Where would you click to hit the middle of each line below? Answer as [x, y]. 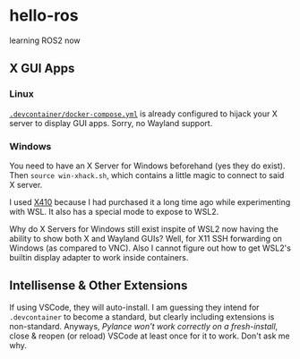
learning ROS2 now [45, 40]
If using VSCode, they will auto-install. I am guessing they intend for [134, 307]
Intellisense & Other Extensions [99, 286]
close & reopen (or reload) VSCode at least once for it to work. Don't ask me [150, 336]
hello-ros [44, 16]
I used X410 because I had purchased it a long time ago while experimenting [150, 201]
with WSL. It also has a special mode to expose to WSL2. [114, 211]
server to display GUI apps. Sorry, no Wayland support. [111, 123]
